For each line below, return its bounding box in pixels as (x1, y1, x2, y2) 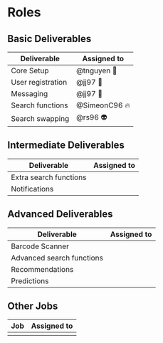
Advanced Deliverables (7, 208, 113, 221)
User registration (11, 78, 68, 87)
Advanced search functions (11, 253, 103, 263)
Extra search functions (11, 172, 87, 182)
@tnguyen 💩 (75, 65, 117, 75)
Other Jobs (7, 300, 58, 312)
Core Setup (11, 65, 49, 75)
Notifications (11, 184, 54, 194)
